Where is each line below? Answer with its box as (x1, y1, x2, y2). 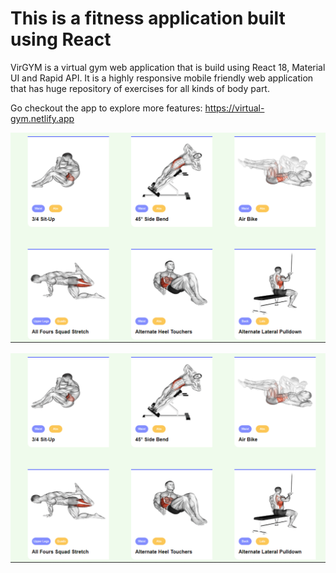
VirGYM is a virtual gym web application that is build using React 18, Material (10, 61, 326, 73)
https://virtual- (204, 102, 265, 114)
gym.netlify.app (10, 112, 75, 124)
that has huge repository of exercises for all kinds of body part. (10, 82, 270, 94)
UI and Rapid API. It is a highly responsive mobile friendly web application (10, 72, 314, 84)
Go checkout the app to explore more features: (10, 102, 203, 114)
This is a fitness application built (10, 7, 286, 30)
